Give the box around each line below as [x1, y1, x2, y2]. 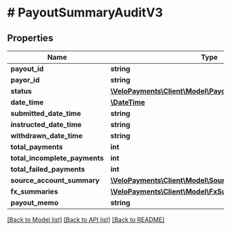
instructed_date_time [10, 120, 82, 129]
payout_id [10, 64, 44, 73]
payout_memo [10, 198, 58, 207]
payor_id [10, 76, 40, 84]
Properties [7, 32, 54, 44]
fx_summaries [10, 187, 58, 196]
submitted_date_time [10, 108, 81, 118]
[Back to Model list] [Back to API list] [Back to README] [7, 216, 165, 224]
